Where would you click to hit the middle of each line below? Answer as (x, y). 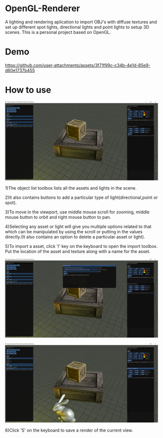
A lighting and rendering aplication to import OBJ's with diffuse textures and (81, 22)
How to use (28, 90)
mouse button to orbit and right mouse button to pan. (58, 217)
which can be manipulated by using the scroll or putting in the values (74, 232)
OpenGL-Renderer (42, 8)
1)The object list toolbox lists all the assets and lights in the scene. (71, 188)
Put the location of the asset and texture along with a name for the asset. (78, 251)
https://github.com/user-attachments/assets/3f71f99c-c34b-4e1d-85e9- (78, 65)
